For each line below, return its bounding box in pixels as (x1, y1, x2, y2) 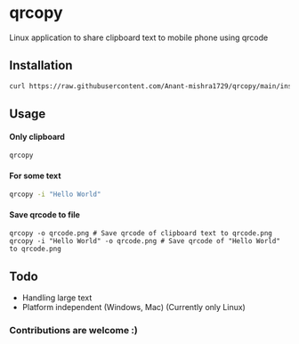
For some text (9, 170, 61, 181)
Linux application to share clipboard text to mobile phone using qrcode (9, 32, 269, 43)
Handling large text (21, 292, 93, 303)
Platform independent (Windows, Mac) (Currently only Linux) (21, 302, 246, 313)
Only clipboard (9, 131, 65, 142)
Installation (9, 58, 73, 73)
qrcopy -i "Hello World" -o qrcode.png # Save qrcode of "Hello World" (9, 237, 280, 246)
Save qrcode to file (9, 209, 80, 220)
